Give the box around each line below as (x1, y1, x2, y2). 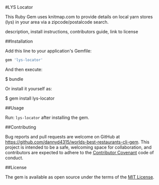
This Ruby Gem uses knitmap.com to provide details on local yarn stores (5, 14, 153, 19)
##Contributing (5, 124, 36, 130)
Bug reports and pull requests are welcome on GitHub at (5, 133, 120, 139)
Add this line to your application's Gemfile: (5, 48, 92, 54)
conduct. (5, 155, 24, 161)
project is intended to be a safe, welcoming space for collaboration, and (5, 144, 152, 150)
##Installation (5, 38, 33, 44)
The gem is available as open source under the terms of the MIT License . (5, 174, 155, 180)
